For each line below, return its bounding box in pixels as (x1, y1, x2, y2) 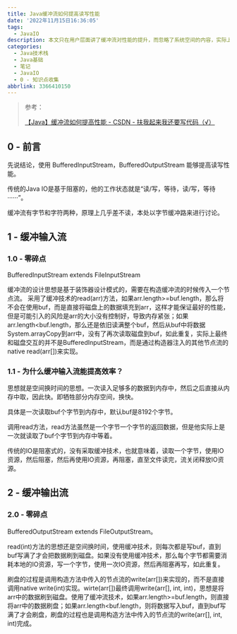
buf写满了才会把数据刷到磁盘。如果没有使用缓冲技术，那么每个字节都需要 (7, 551, 221, 559)
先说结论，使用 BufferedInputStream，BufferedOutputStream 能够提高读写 (7, 160, 224, 170)
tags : (7, 23, 23, 30)
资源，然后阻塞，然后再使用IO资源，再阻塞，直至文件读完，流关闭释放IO (7, 455, 218, 464)
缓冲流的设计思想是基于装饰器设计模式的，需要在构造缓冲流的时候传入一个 (7, 285, 224, 293)
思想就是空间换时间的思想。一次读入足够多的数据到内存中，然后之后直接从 (7, 384, 224, 392)
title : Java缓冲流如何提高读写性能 (7, 10, 100, 18)
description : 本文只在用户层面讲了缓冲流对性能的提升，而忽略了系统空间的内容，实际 (7, 37, 227, 44)
